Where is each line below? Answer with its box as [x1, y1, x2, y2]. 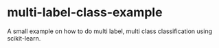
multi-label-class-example [7, 5, 163, 20]
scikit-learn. [7, 34, 41, 42]
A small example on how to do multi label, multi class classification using [7, 27, 213, 35]
